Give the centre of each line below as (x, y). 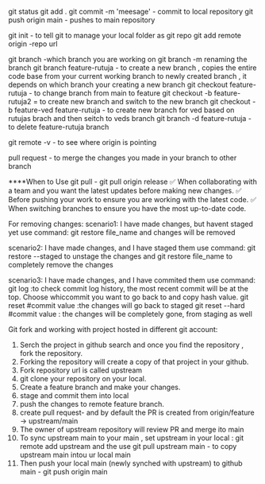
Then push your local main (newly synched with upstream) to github (131, 463)
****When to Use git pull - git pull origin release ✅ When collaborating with (133, 181)
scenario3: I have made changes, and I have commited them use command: (132, 280)
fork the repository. (51, 353)
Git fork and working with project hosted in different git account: (113, 329)
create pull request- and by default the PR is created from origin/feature (137, 412)
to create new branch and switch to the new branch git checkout (145, 101)
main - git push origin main (64, 472)
